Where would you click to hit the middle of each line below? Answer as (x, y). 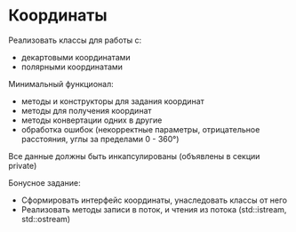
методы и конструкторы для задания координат (113, 101)
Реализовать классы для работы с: (75, 40)
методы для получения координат (86, 110)
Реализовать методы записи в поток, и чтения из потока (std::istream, (154, 209)
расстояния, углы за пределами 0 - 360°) (100, 139)
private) (23, 165)
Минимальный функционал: (61, 84)
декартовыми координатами (76, 57)
